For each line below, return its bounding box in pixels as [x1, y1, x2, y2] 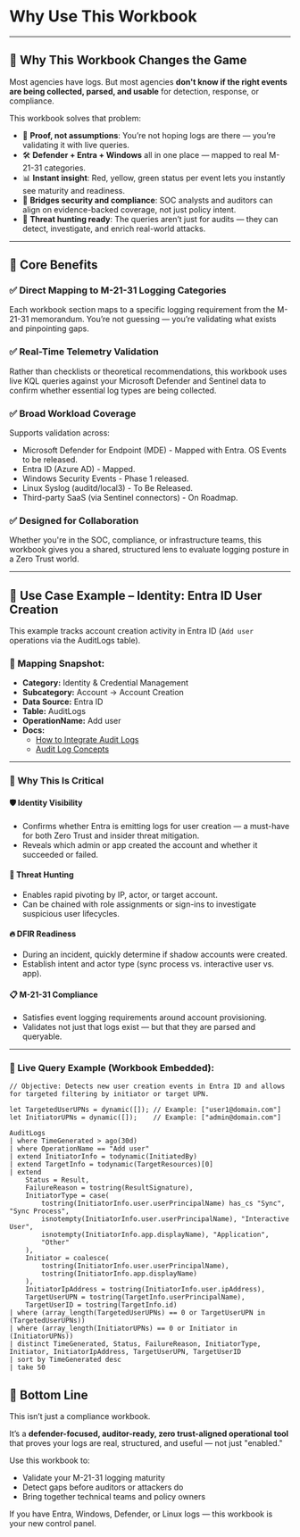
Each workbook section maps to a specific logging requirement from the [9, 304, 275, 315]
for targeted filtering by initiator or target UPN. [9, 1090, 210, 1099]
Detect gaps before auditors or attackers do [21, 1482, 184, 1492]
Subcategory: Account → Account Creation [21, 687, 185, 698]
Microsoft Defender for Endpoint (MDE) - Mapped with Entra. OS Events [21, 444, 287, 456]
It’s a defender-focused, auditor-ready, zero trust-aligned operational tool [9, 1428, 288, 1439]
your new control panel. [9, 1518, 96, 1529]
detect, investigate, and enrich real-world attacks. [21, 223, 206, 234]
